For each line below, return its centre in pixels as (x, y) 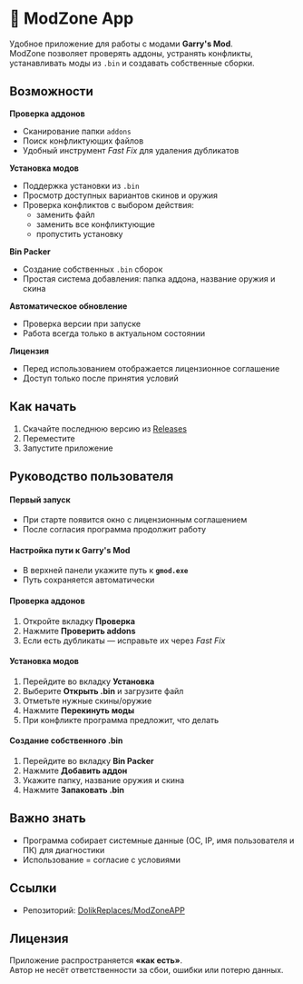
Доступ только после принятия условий (100, 378)
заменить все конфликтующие (96, 224)
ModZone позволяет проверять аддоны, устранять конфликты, (132, 53)
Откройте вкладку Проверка (79, 621)
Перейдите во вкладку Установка (88, 681)
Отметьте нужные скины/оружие (87, 701)
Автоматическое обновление (68, 306)
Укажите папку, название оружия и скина (103, 780)
